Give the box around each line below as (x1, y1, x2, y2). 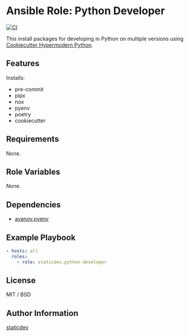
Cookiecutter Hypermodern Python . (6, 41, 93, 48)
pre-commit (14, 86, 44, 93)
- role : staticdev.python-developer (17, 259, 107, 265)
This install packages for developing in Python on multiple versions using (6, 35, 184, 42)
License (6, 276, 36, 286)
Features (6, 58, 40, 68)
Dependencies (6, 200, 61, 210)
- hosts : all (6, 248, 38, 254)
